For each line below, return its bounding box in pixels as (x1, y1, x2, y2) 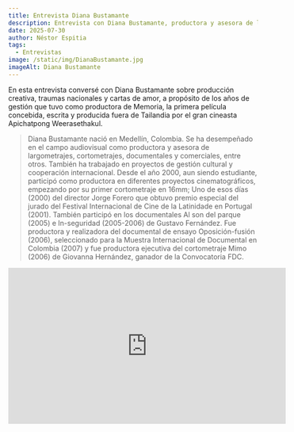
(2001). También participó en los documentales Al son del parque (27, 209, 242, 219)
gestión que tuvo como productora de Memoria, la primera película (8, 101, 227, 111)
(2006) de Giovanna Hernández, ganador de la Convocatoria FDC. (27, 251, 244, 262)
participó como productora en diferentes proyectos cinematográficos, (27, 176, 256, 185)
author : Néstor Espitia (8, 33, 87, 42)
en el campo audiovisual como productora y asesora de (27, 142, 210, 151)
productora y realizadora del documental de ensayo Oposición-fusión (27, 227, 255, 236)
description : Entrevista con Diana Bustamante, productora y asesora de (8, 19, 254, 27)
